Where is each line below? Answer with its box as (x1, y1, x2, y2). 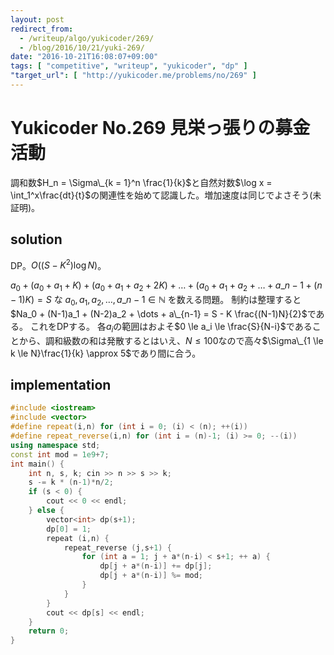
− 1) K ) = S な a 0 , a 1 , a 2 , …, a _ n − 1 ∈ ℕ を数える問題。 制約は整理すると (10, 294, 302, 308)
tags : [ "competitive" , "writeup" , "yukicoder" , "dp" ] (10, 61, 248, 71)
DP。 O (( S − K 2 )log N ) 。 (10, 257, 107, 271)
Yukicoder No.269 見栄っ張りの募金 (10, 117, 311, 140)
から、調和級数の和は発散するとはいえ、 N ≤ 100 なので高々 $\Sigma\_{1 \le (18, 334, 324, 346)
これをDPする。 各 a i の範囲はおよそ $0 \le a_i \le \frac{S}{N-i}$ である (29, 320, 313, 335)
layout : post (10, 14, 65, 25)
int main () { (10, 459, 65, 469)
